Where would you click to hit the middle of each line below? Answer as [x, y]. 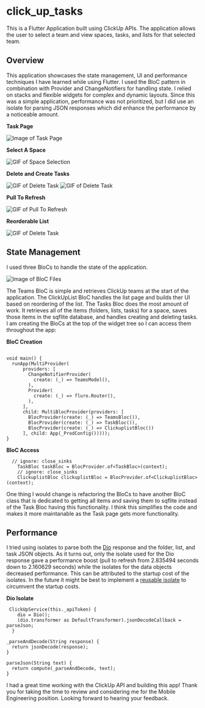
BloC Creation [24, 342]
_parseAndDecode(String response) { [53, 642]
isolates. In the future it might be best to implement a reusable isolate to [96, 580]
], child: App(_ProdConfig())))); [67, 433]
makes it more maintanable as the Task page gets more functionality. [93, 513]
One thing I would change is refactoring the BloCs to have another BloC [96, 494]
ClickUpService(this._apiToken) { [53, 610]
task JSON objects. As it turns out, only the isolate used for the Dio [90, 554]
